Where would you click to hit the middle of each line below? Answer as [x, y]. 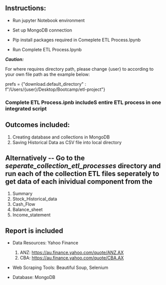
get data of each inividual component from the [79, 181]
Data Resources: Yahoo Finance [45, 243]
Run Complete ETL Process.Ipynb [47, 49]
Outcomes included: [37, 125]
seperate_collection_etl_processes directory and [83, 166]
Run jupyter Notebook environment [48, 20]
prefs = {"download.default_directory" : [46, 84]
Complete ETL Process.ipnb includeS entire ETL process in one [83, 102]
